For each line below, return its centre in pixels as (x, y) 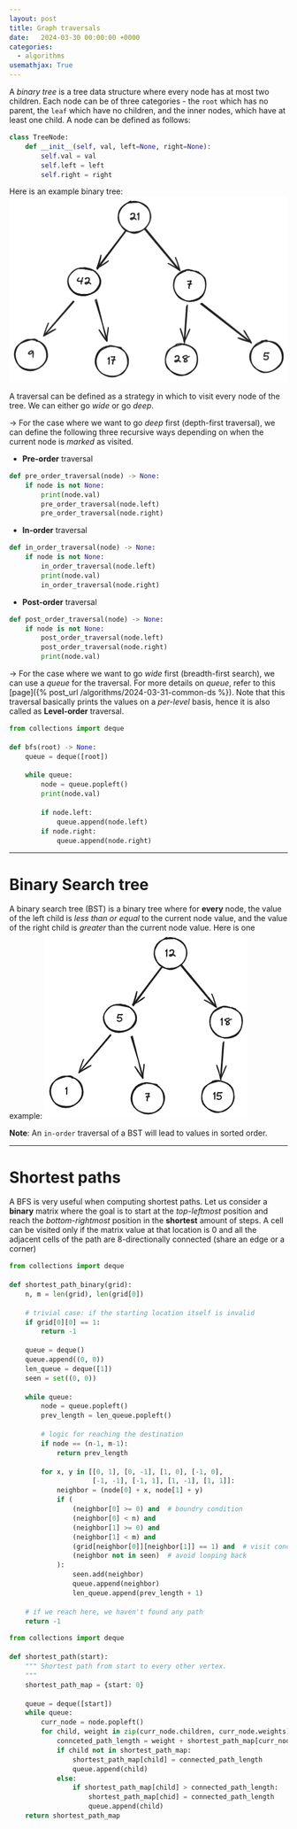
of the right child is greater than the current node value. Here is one (132, 928)
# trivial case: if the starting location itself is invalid (140, 1313)
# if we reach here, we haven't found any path (114, 1612)
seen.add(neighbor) (108, 1575)
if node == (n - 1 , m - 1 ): (84, 1444)
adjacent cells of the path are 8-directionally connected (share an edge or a (147, 1239)
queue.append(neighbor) (116, 1584)
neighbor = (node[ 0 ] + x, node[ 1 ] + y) (129, 1491)
